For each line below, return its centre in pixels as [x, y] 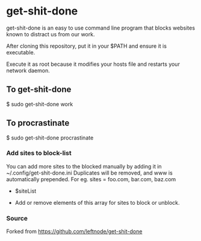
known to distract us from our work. [51, 34]
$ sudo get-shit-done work [40, 104]
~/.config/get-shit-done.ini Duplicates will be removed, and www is [89, 173]
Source [17, 218]
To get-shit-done [39, 90]
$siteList [26, 191]
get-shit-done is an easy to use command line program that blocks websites [101, 28]
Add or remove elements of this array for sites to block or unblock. [97, 202]
